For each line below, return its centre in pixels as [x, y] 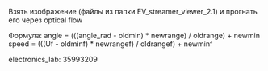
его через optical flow [46, 20]
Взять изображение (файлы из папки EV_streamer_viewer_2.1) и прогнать [133, 12]
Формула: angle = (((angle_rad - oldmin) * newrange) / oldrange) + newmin [134, 35]
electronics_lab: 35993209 [53, 59]
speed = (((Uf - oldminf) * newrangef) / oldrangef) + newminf [111, 44]
